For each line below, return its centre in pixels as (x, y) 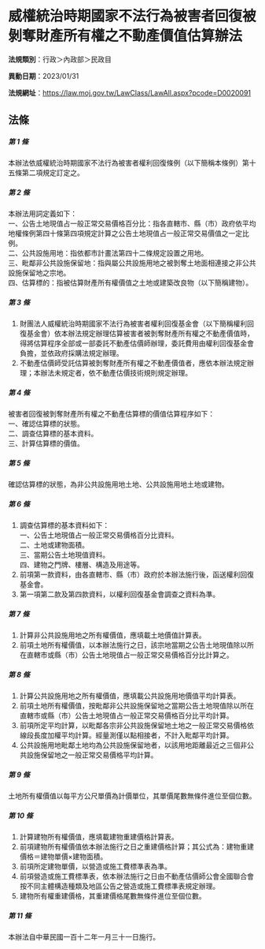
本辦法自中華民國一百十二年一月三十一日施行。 (84, 936)
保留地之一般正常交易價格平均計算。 (99, 755)
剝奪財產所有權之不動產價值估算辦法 (125, 36)
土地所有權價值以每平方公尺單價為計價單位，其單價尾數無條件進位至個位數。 (132, 796)
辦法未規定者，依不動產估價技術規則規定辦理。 (116, 373)
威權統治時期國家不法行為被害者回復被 (132, 16)
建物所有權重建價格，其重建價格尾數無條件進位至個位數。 (112, 896)
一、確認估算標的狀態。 (46, 424)
